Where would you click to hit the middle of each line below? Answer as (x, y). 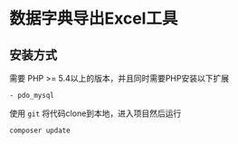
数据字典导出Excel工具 (94, 19)
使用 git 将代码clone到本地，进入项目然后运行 (95, 113)
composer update (40, 130)
